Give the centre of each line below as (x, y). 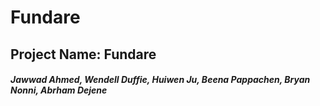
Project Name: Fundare (83, 54)
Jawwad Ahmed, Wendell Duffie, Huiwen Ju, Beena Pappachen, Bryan (160, 80)
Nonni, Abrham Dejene (59, 90)
